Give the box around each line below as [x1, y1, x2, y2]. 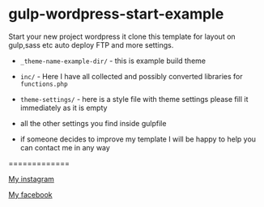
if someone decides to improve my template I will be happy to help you [19, 134, 257, 144]
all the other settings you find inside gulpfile [19, 118, 167, 128]
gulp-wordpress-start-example [8, 5, 224, 23]
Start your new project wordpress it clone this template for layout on [8, 32, 236, 41]
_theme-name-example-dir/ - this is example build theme [19, 56, 207, 65]
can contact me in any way [19, 142, 111, 152]
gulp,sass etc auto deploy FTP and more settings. [8, 40, 174, 49]
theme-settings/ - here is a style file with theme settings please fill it [19, 94, 249, 103]
